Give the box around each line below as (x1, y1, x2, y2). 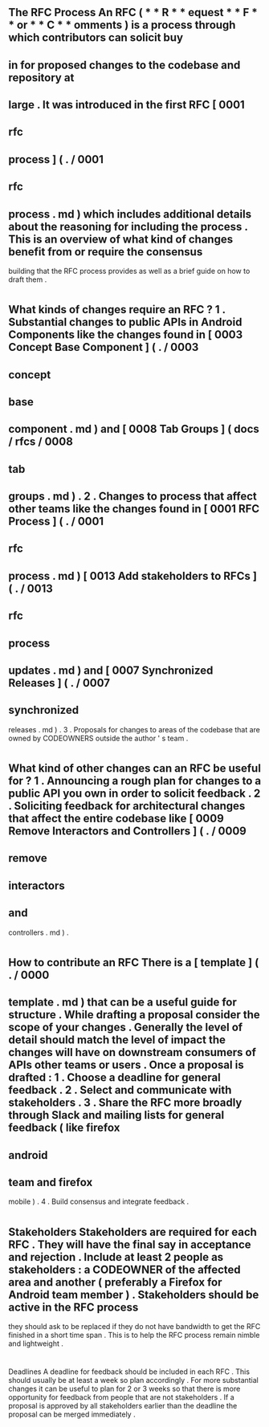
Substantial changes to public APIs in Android (8, 316, 243, 329)
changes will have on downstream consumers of (8, 1046, 257, 1059)
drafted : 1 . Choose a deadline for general (8, 1070, 221, 1085)
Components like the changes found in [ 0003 (8, 328, 243, 342)
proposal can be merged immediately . (8, 1409, 136, 1419)
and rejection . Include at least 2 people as (8, 1250, 224, 1264)
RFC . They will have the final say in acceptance (8, 1237, 251, 1251)
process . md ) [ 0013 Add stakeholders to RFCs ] (8, 569, 257, 583)
